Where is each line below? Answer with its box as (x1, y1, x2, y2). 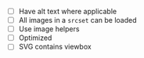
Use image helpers (18, 24, 80, 34)
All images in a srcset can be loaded (18, 16, 138, 25)
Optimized (18, 33, 52, 42)
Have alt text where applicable (18, 7, 117, 16)
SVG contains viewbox (18, 42, 92, 52)
